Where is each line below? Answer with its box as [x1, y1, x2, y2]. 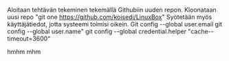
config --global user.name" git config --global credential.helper [7, 27, 187, 35]
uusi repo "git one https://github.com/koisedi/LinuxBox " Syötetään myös [7, 13, 212, 21]
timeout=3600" [7, 35, 51, 43]
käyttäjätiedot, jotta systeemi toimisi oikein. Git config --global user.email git [7, 20, 222, 28]
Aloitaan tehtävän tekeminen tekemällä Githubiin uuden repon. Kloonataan [7, 6, 217, 14]
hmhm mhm [7, 47, 41, 56]
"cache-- [188, 27, 215, 35]
